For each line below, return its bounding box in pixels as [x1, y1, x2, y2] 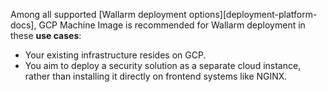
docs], [10, 19, 37, 31]
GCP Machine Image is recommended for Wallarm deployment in [38, 19, 306, 31]
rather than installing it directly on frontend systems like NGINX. [24, 70, 288, 82]
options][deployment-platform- [188, 9, 318, 20]
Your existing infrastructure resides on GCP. [24, 49, 207, 61]
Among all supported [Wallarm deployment [10, 9, 187, 20]
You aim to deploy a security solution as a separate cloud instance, [24, 60, 302, 71]
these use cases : [10, 30, 82, 41]
